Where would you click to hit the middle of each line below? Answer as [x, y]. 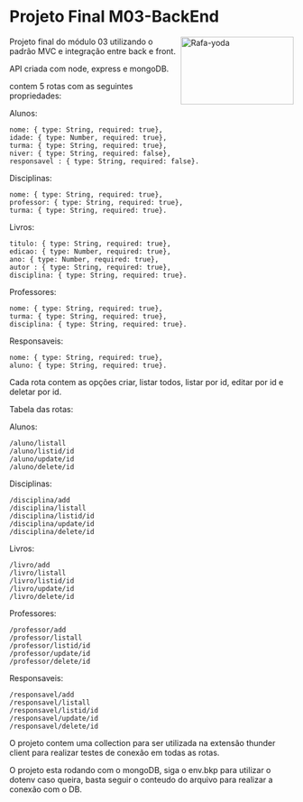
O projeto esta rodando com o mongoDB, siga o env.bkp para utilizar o [140, 770]
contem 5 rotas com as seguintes [71, 86]
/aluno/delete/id [42, 466]
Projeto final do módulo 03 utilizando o [81, 41]
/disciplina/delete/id [52, 531]
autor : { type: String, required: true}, [90, 267]
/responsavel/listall [50, 702]
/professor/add [38, 630]
